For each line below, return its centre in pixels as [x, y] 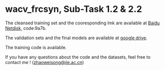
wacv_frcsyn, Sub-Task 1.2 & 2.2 [74, 9]
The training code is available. [36, 47]
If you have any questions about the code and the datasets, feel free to [78, 57]
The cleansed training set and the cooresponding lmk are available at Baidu [82, 23]
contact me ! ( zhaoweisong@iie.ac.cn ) [45, 62]
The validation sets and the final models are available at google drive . [76, 38]
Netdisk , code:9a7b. [26, 28]
